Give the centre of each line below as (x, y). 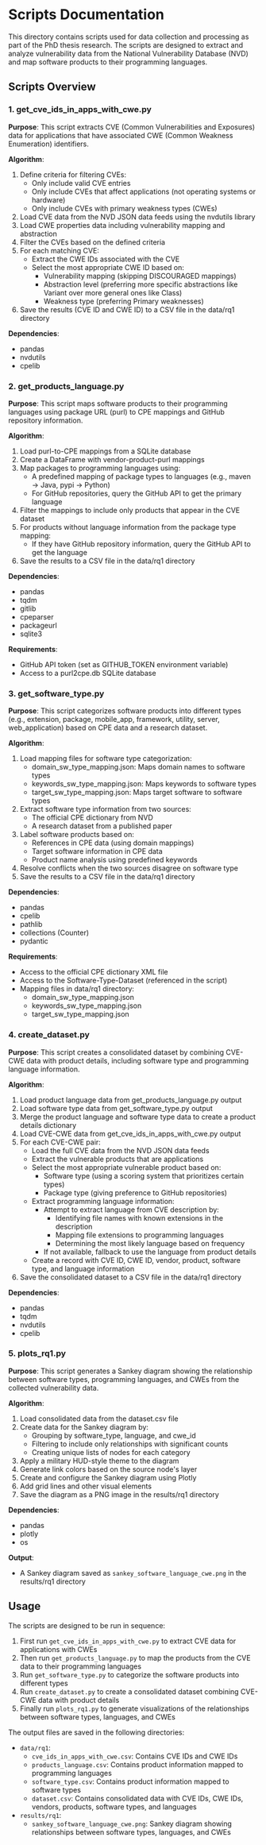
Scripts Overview (52, 87)
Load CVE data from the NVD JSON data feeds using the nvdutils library (137, 217)
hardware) (48, 199)
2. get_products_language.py (66, 386)
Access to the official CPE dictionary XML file (94, 972)
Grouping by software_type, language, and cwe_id (114, 1435)
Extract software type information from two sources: (106, 809)
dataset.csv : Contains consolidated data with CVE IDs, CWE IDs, (137, 1798)
